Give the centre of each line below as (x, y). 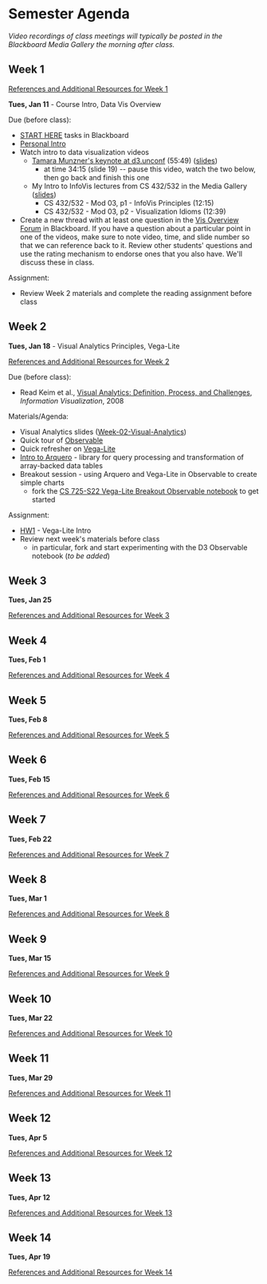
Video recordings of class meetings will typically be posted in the (116, 36)
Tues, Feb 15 (29, 779)
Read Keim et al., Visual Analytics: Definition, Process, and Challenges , (136, 392)
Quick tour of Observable (61, 440)
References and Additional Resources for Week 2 (89, 361)
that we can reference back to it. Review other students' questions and (136, 245)
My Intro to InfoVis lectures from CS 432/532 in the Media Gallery (139, 186)
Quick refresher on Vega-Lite (67, 448)
